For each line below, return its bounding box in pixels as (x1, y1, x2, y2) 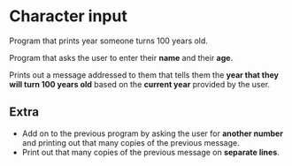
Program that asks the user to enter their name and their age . (9, 52, 233, 63)
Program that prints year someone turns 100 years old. (9, 35, 208, 46)
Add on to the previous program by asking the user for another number (21, 128, 283, 139)
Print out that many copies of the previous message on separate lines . (21, 147, 280, 157)
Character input (9, 6, 128, 26)
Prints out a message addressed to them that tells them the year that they (9, 69, 279, 80)
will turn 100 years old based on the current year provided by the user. (9, 79, 271, 89)
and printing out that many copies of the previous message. (21, 137, 241, 147)
